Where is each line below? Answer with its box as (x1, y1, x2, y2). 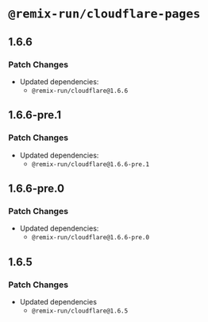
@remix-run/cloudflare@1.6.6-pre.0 (31, 234, 149, 242)
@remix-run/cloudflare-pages (8, 6, 201, 21)
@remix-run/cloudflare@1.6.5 (31, 307, 129, 315)
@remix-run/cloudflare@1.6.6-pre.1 (31, 160, 149, 169)
